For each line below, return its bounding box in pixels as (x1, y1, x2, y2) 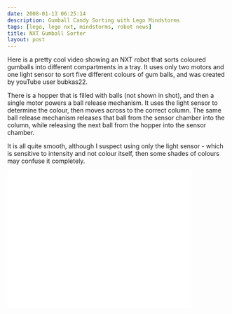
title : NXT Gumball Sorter (7, 29, 86, 37)
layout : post (7, 36, 46, 43)
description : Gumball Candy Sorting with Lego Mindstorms (7, 17, 180, 24)
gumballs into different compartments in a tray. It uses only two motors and (7, 63, 224, 71)
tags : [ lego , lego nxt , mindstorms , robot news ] (7, 23, 152, 30)
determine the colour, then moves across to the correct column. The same (7, 106, 222, 115)
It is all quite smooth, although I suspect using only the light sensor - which (7, 142, 224, 150)
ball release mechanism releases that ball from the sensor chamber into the (7, 113, 225, 122)
